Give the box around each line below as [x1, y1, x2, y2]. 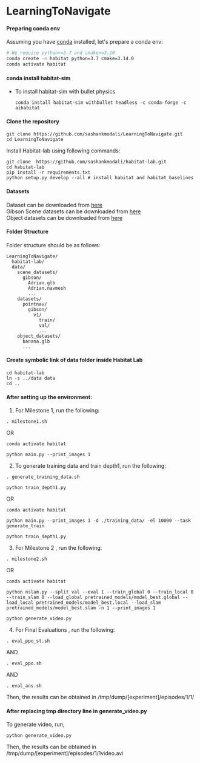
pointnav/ [22, 301, 47, 307]
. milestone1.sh [6, 419, 47, 425]
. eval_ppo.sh [6, 660, 42, 666]
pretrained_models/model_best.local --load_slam [36, 600, 162, 606]
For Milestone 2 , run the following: [15, 544, 102, 552]
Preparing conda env [6, 24, 61, 32]
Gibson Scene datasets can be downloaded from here [6, 208, 141, 215]
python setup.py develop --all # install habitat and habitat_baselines [6, 175, 194, 181]
